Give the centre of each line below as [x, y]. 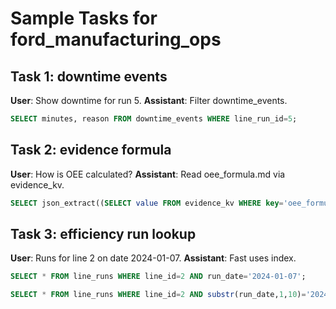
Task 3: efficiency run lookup [103, 233]
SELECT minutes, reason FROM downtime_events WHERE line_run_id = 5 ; [154, 119]
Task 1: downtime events [89, 76]
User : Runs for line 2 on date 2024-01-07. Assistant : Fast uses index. [153, 258]
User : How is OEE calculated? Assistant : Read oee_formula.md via [148, 174]
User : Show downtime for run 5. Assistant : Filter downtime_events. [149, 100]
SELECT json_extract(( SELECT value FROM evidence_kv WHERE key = [147, 203]
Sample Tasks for [84, 18]
